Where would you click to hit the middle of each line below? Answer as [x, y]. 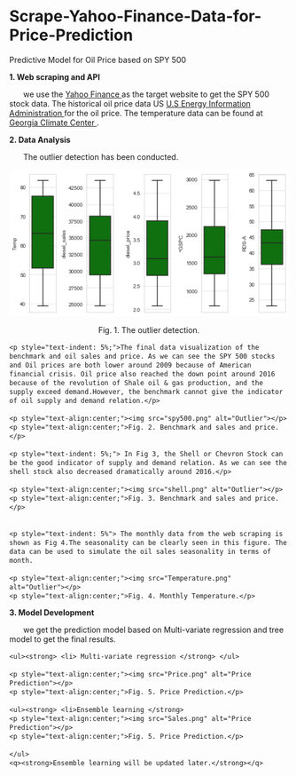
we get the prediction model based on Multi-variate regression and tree [154, 630]
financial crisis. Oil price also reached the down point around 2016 [142, 375]
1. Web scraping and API [55, 76]
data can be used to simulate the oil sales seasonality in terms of [140, 552]
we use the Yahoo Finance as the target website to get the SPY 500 [147, 94]
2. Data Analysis [40, 139]
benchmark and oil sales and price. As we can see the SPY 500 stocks [142, 357]
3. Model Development [52, 613]
